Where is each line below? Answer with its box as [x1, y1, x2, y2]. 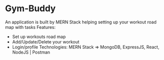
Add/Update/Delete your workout [12, 39, 80, 44]
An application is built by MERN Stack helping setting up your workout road [5, 19, 157, 25]
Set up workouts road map [12, 34, 66, 40]
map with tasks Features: [5, 24, 56, 30]
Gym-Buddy [5, 3, 56, 14]
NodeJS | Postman [12, 49, 50, 55]
